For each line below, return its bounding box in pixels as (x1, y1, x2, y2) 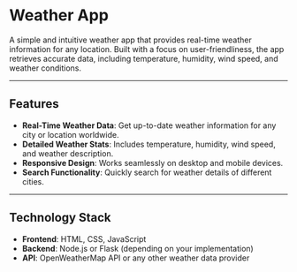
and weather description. (21, 147, 114, 159)
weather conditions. (9, 63, 82, 73)
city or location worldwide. (21, 129, 119, 140)
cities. (21, 176, 44, 186)
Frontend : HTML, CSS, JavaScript (21, 233, 147, 244)
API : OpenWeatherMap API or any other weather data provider (21, 253, 250, 263)
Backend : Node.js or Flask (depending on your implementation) (21, 243, 254, 253)
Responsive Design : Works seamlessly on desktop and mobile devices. (21, 157, 284, 168)
